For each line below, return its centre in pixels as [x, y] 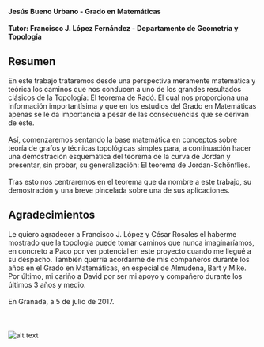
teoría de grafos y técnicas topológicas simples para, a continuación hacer [130, 148]
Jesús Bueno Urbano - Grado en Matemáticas [85, 11]
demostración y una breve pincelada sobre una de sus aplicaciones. [119, 190]
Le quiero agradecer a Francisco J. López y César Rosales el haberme [123, 234]
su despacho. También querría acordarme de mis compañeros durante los [129, 259]
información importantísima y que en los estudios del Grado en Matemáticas [132, 105]
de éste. [21, 123]
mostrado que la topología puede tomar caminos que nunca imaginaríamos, [131, 242]
